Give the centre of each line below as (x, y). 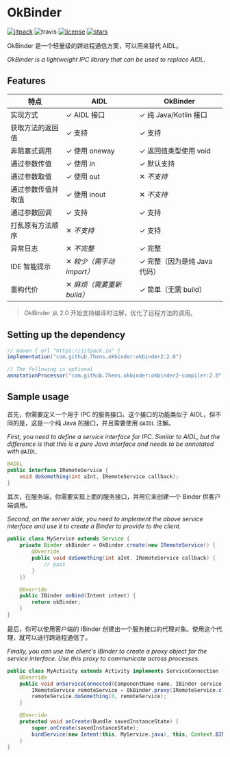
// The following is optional (50, 369)
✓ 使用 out (83, 176)
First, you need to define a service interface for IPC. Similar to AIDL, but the (114, 436)
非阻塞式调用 (31, 151)
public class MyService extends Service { (68, 539)
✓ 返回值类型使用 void (175, 151)
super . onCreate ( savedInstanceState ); (85, 728)
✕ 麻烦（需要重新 (94, 284)
